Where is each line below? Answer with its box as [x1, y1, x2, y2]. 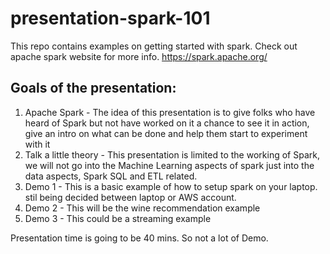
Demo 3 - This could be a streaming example [24, 212, 212, 224]
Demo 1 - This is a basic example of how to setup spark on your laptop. [24, 180, 318, 192]
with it [24, 138, 51, 150]
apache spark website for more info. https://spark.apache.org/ [10, 50, 268, 62]
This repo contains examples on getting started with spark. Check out [10, 40, 298, 52]
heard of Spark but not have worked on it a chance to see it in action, [24, 117, 310, 129]
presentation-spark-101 [10, 7, 211, 30]
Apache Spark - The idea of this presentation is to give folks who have [24, 106, 316, 118]
